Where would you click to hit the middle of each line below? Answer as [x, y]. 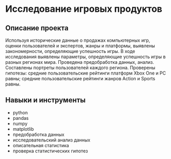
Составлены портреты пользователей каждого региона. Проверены [80, 68]
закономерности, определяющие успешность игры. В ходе [70, 51]
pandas [21, 118]
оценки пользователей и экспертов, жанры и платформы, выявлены [80, 46]
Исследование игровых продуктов [84, 9]
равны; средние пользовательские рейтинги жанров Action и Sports [80, 78]
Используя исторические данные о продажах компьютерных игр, [78, 40]
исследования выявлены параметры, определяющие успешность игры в [85, 57]
